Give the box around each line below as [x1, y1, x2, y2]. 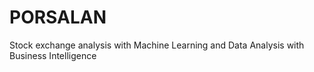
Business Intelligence [9, 49, 97, 61]
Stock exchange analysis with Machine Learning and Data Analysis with [9, 39, 305, 51]
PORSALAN [9, 6, 107, 29]
